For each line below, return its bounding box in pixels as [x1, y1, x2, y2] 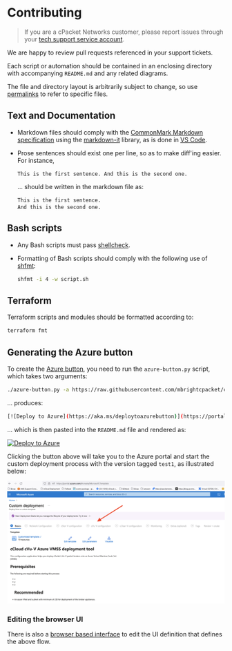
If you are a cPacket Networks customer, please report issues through [23, 28, 224, 36]
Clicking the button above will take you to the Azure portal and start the [7, 452, 210, 460]
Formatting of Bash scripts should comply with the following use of [17, 254, 208, 262]
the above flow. [7, 637, 51, 645]
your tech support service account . [23, 35, 125, 43]
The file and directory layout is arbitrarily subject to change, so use [7, 82, 198, 90]
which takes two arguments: [7, 371, 88, 380]
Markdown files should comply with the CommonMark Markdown [17, 128, 204, 136]
